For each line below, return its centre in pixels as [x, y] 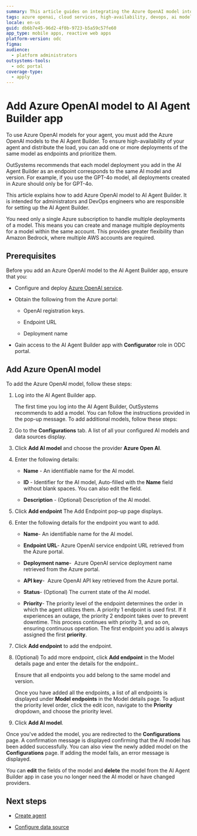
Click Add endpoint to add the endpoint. [63, 646]
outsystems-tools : [28, 61]
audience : [18, 50]
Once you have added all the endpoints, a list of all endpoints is [91, 692]
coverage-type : [25, 72]
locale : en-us [23, 22]
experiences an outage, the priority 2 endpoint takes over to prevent [106, 616]
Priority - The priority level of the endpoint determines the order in [103, 603]
